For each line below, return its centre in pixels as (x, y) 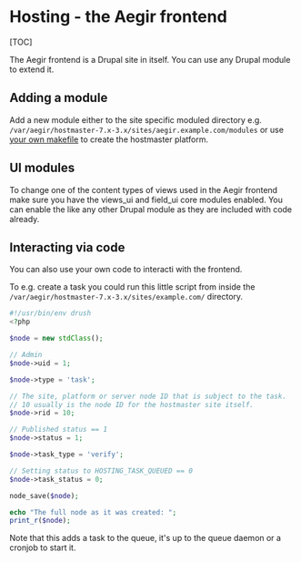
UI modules (42, 168)
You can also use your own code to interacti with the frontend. (126, 270)
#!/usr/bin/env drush (50, 313)
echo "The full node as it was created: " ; (93, 512)
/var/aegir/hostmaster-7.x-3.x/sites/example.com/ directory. (126, 297)
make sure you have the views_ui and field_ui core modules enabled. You (146, 199)
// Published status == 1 (58, 430)
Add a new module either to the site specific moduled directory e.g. (135, 119)
